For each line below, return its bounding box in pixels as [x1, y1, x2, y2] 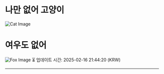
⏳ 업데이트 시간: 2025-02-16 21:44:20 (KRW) [31, 57, 121, 63]
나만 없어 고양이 [5, 4, 64, 16]
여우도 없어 [5, 40, 47, 51]
